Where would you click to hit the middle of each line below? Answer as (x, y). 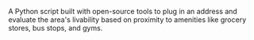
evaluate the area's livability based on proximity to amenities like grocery (127, 20)
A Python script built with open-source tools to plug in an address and (123, 11)
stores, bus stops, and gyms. (56, 28)
